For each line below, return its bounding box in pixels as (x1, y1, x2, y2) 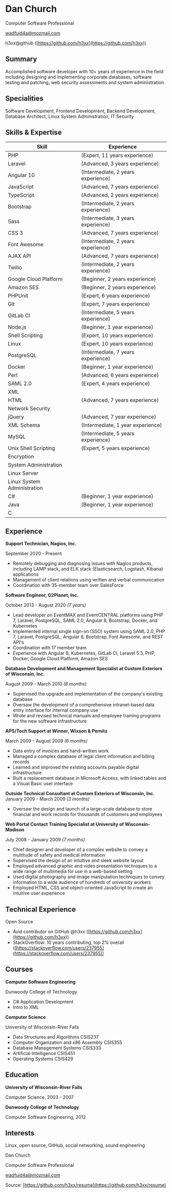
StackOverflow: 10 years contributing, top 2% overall (12, 939, 124, 945)
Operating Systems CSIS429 (12, 1056, 73, 1062)
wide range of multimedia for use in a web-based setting (12, 868, 133, 875)
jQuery (8, 413, 25, 420)
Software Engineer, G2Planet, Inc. (5, 592, 79, 598)
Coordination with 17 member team (12, 644, 87, 651)
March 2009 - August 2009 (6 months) (5, 738, 88, 744)
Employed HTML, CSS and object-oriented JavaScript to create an (12, 885, 153, 891)
